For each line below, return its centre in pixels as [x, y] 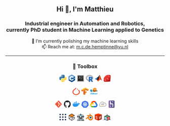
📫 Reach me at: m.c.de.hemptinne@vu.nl [85, 46]
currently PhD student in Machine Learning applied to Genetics [85, 30]
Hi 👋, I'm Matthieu [85, 9]
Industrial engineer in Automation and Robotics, [85, 24]
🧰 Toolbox [85, 66]
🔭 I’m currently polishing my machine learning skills [85, 41]
